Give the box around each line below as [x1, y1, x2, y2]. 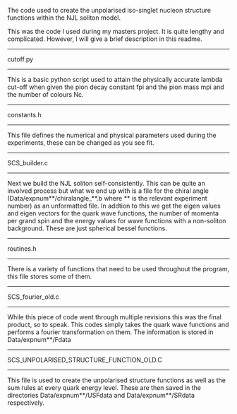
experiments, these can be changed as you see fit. [7, 138, 154, 147]
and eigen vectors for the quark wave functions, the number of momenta [7, 209, 219, 218]
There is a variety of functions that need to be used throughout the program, [7, 265, 230, 273]
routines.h [7, 244, 37, 253]
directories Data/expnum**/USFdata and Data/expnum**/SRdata [7, 391, 195, 399]
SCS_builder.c [7, 159, 48, 167]
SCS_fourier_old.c [7, 292, 60, 301]
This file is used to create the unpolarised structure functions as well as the [7, 376, 226, 384]
